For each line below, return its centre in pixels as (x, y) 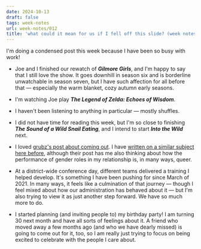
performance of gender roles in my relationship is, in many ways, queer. (103, 159)
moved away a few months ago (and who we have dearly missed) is (98, 227)
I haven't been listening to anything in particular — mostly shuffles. (97, 111)
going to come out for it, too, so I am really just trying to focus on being (102, 233)
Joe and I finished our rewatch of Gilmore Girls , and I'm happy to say (100, 69)
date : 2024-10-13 (28, 12)
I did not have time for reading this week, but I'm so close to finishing (100, 122)
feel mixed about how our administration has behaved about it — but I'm (104, 190)
